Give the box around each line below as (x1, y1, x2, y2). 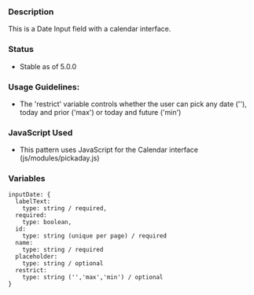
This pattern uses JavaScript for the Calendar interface (19, 145, 199, 155)
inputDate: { (8, 191, 51, 199)
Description (8, 6, 54, 17)
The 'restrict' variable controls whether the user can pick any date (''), (19, 99, 248, 109)
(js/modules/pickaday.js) (19, 153, 100, 163)
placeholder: (15, 253, 58, 261)
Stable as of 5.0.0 (19, 61, 77, 71)
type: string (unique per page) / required (22, 232, 167, 240)
